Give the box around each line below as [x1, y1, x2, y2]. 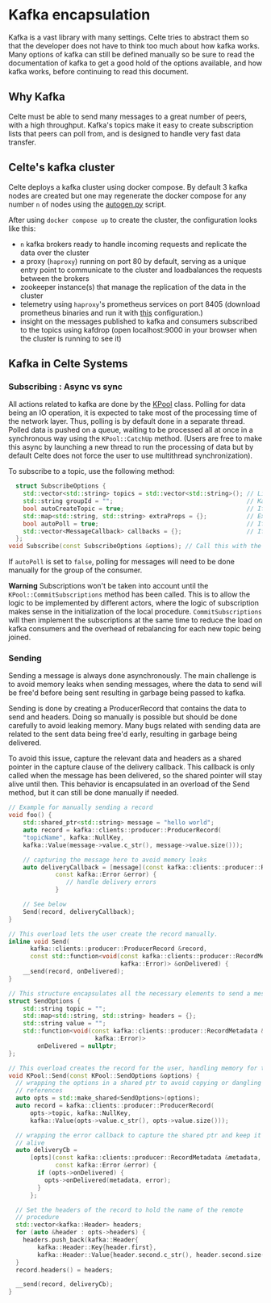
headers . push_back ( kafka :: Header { [23, 1236, 139, 1244]
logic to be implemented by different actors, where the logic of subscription [8, 598, 260, 608]
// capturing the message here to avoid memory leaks [23, 856, 207, 864]
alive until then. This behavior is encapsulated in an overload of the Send [8, 779, 250, 789]
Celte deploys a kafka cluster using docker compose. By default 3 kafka [8, 182, 248, 191]
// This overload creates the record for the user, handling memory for [8, 1064, 258, 1072]
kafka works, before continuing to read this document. [8, 66, 190, 76]
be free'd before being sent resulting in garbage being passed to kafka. [8, 688, 246, 698]
